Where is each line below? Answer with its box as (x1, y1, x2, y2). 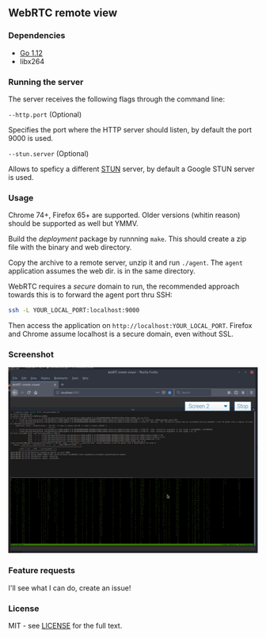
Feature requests (8, 565, 76, 576)
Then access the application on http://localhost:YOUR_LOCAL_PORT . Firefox (8, 321, 253, 330)
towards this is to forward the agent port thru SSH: (8, 290, 173, 300)
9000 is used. (8, 133, 54, 143)
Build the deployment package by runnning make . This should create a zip (8, 234, 247, 244)
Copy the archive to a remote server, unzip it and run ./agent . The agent (8, 258, 243, 268)
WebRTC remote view (8, 6, 118, 20)
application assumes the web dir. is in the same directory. (8, 266, 196, 276)
